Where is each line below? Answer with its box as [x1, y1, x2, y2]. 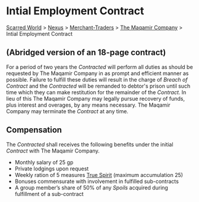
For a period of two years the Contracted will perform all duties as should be [6, 63, 193, 70]
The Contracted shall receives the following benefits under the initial [6, 141, 173, 148]
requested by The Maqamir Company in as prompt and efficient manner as [6, 70, 189, 77]
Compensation [6, 125, 62, 135]
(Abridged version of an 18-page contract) [6, 48, 166, 58]
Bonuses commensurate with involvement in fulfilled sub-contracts [14, 178, 179, 185]
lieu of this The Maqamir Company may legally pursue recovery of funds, [6, 95, 185, 102]
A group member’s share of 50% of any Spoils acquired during [14, 184, 168, 191]
